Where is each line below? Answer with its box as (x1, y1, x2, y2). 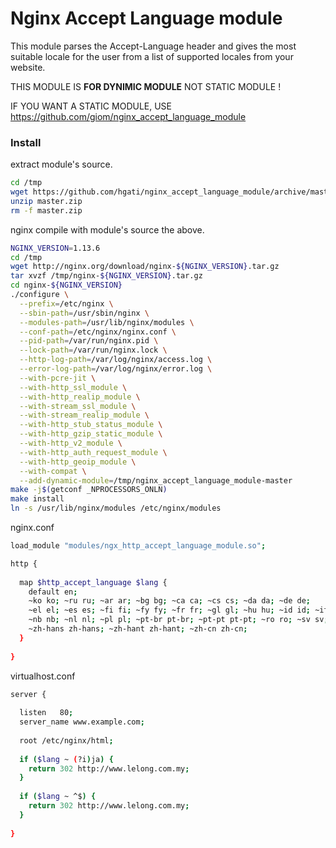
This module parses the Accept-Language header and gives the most (10, 40, 297, 52)
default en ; (28, 587, 78, 597)
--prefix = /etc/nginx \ (19, 298, 114, 309)
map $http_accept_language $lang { (19, 577, 168, 587)
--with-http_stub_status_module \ (19, 420, 163, 430)
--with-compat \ (19, 466, 87, 476)
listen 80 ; (19, 708, 74, 718)
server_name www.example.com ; (19, 717, 145, 727)
